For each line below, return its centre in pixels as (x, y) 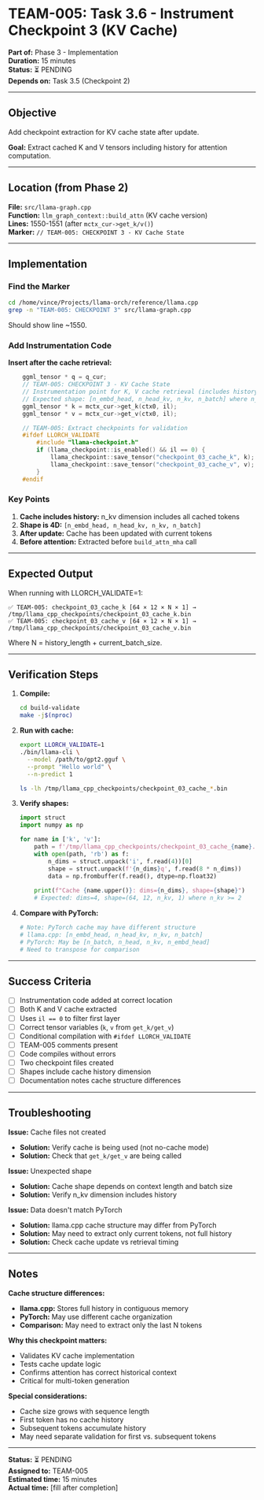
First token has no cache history (71, 1420)
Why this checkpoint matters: (58, 1340)
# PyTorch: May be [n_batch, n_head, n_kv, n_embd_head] (115, 942)
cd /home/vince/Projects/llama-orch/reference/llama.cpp (103, 303)
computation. (29, 155)
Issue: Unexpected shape (50, 1171)
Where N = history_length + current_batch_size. (85, 642)
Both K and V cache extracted (68, 1009)
